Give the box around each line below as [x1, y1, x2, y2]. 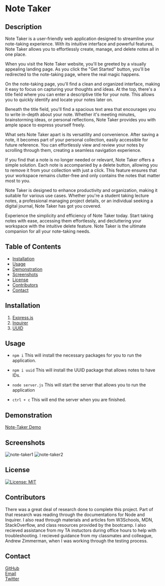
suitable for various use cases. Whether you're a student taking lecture [5, 193, 149, 198]
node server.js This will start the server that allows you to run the [12, 382, 146, 388]
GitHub [5, 565, 20, 571]
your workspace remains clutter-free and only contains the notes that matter [5, 173, 161, 178]
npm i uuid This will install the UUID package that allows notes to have [12, 367, 156, 373]
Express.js [12, 314, 33, 321]
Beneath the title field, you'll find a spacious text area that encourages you [5, 107, 156, 112]
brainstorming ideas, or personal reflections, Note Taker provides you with [5, 117, 156, 122]
